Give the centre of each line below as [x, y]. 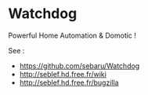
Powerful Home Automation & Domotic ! [72, 35]
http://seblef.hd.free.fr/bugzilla [69, 82]
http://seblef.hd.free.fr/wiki [63, 74]
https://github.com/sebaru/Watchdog [79, 66]
